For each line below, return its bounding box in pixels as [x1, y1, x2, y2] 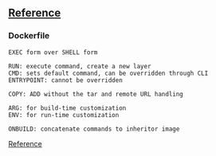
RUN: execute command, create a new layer [8, 62, 151, 70]
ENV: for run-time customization [8, 111, 120, 119]
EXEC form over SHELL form [8, 48, 98, 57]
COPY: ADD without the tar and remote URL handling [8, 90, 183, 98]
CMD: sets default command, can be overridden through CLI [8, 69, 209, 77]
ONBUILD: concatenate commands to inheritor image [8, 125, 180, 133]
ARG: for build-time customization [8, 103, 127, 112]
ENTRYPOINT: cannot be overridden [8, 76, 124, 84]
